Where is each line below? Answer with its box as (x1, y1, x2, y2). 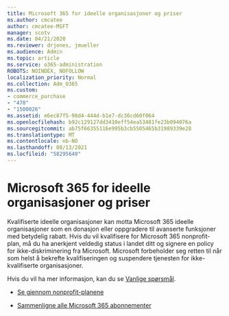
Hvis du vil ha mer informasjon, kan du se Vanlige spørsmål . (7, 274, 176, 282)
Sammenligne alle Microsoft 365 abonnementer (16, 301, 152, 309)
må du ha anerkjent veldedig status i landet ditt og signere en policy (23, 239, 214, 247)
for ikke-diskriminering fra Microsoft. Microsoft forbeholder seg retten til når (7, 247, 222, 255)
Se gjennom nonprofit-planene (16, 288, 104, 296)
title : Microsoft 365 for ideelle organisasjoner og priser (7, 10, 183, 17)
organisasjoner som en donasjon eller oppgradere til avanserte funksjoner (7, 225, 216, 233)
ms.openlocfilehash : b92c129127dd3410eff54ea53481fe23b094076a (7, 118, 192, 126)
